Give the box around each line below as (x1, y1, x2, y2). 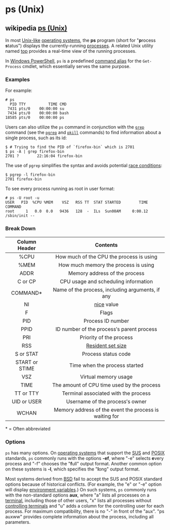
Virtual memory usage (80, 373, 133, 380)
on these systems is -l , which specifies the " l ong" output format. (5, 466, 140, 472)
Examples (5, 76, 30, 83)
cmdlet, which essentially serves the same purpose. (22, 64, 131, 69)
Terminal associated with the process (62, 390, 151, 397)
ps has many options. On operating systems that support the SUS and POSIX (5, 450, 165, 456)
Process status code (81, 350, 131, 357)
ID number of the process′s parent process (55, 325, 157, 332)
